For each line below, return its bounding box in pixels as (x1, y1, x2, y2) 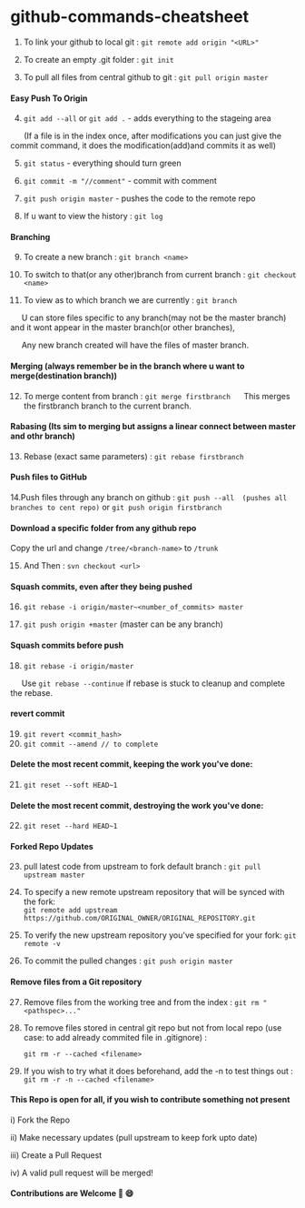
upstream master (23, 871, 85, 880)
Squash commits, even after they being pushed (10, 580, 193, 592)
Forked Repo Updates (10, 841, 93, 851)
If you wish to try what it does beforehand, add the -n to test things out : (23, 1065, 294, 1076)
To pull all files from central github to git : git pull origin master (23, 71, 269, 83)
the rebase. (10, 687, 54, 698)
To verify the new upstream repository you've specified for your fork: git (23, 930, 298, 941)
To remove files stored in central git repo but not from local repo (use (23, 1022, 282, 1033)
